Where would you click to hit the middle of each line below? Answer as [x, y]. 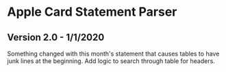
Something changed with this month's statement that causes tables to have [113, 53]
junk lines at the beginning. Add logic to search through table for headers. [111, 61]
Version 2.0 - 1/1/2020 [56, 37]
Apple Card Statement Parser [92, 12]
